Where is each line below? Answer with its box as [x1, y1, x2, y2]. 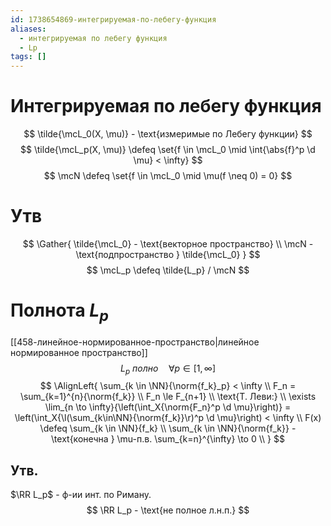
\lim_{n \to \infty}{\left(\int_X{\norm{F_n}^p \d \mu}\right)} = [44, 401, 292, 413]
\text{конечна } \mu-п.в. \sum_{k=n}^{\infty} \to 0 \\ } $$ [51, 433, 285, 445]
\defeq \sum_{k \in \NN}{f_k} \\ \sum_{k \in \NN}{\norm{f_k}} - [39, 422, 297, 435]
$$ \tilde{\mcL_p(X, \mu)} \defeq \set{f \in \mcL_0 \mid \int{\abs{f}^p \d [20, 144, 316, 156]
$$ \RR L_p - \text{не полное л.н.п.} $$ [86, 504, 250, 516]
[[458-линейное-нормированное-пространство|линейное [10, 336, 260, 348]
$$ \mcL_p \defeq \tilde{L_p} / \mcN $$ [86, 264, 250, 276]
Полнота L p [10, 299, 109, 325]
